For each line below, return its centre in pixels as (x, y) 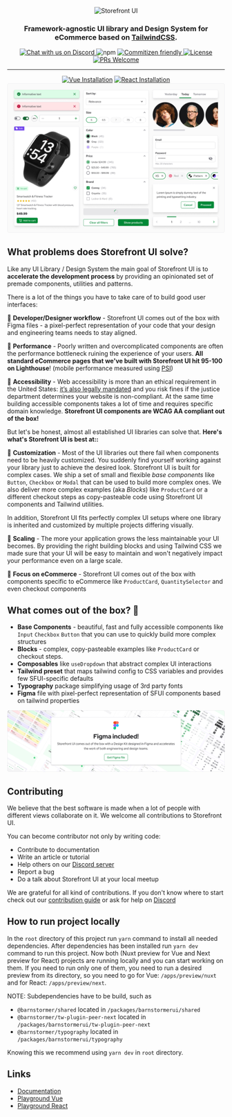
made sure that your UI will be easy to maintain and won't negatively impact (115, 553)
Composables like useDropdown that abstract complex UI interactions (114, 664)
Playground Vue (40, 1098)
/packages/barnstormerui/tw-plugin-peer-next (84, 1025)
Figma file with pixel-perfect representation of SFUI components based (119, 693)
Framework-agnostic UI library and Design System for (116, 28)
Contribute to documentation (58, 850)
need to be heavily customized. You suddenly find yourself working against (114, 460)
